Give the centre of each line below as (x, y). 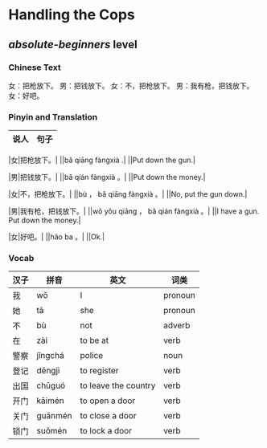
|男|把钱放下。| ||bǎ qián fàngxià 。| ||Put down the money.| (107, 177)
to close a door (108, 416)
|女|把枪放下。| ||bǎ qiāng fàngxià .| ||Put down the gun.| (102, 160)
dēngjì (48, 371)
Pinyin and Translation (53, 116)
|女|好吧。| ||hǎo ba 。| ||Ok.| (57, 237)
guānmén (54, 416)
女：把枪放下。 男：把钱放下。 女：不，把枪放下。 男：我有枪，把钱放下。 (131, 85)
